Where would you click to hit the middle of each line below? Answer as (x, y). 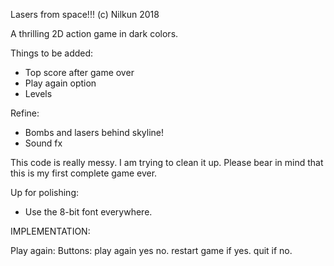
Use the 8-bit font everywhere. (88, 212)
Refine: (25, 113)
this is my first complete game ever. (84, 173)
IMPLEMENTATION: (50, 231)
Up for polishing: (44, 192)
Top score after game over (79, 72)
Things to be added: (52, 53)
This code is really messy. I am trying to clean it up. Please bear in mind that (167, 162)
